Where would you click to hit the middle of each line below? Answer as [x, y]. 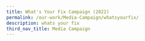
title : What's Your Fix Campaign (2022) [58, 12]
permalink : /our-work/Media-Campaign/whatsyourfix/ [72, 17]
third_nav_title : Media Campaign [48, 29]
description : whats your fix [43, 23]
